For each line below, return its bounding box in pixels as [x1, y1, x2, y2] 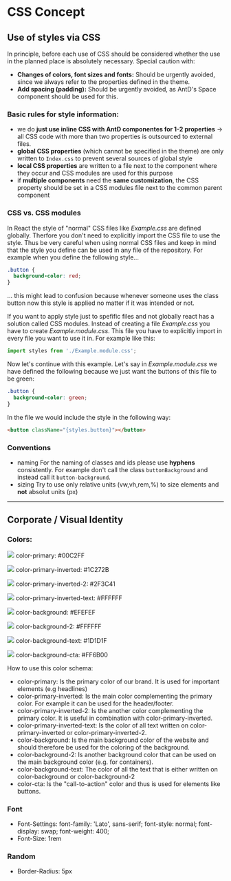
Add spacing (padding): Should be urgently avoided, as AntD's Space [16, 85, 217, 93]
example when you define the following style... [7, 253, 140, 262]
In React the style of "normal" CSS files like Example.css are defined [7, 224, 201, 232]
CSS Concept [7, 4, 85, 20]
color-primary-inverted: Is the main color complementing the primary [16, 692, 212, 700]
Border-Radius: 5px [16, 867, 72, 875]
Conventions [7, 443, 52, 452]
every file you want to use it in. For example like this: [7, 335, 156, 343]
